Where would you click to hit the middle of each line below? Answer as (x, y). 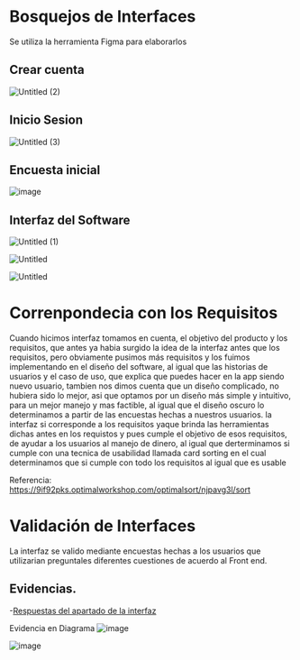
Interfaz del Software (70, 220)
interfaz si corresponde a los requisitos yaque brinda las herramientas (139, 425)
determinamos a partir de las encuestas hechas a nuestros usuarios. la (141, 415)
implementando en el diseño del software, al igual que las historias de (139, 367)
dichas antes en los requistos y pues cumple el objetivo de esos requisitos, (149, 434)
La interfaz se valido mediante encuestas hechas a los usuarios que (135, 551)
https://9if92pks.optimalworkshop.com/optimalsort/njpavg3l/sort (130, 490)
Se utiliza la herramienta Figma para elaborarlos (98, 41)
